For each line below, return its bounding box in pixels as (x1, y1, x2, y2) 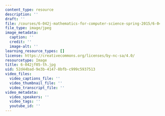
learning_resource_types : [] (5, 48, 65, 53)
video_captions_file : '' (9, 76, 60, 81)
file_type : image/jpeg (5, 26, 52, 31)
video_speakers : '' (9, 94, 50, 99)
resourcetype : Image (5, 58, 48, 63)
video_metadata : (5, 90, 38, 95)
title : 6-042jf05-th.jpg (5, 62, 56, 67)
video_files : (5, 72, 32, 77)
